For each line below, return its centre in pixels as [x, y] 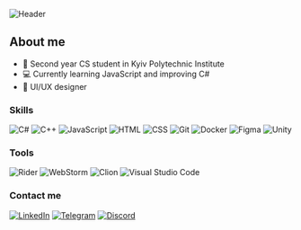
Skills [22, 110]
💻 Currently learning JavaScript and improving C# [116, 74]
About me [37, 42]
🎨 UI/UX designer [54, 86]
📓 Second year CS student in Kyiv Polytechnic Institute [123, 64]
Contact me [35, 196]
